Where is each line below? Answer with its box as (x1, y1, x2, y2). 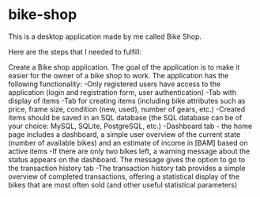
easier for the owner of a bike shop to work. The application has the (8, 70, 229, 80)
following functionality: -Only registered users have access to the (8, 79, 221, 89)
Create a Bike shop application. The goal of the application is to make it (8, 62, 240, 72)
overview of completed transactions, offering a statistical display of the (8, 172, 239, 181)
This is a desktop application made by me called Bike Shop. (8, 32, 202, 41)
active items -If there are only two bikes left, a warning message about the (8, 146, 251, 156)
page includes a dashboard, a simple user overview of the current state (8, 129, 241, 139)
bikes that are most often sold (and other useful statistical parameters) (8, 180, 238, 189)
